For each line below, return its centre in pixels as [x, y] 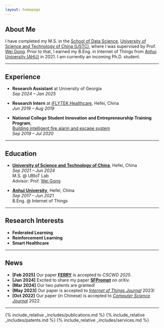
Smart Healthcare [31, 243]
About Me [20, 30]
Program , [22, 123]
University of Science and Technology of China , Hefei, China [75, 165]
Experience [23, 77]
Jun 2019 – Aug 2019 [33, 109]
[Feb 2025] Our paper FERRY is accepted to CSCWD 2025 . [72, 275]
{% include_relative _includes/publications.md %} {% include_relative [75, 315]
